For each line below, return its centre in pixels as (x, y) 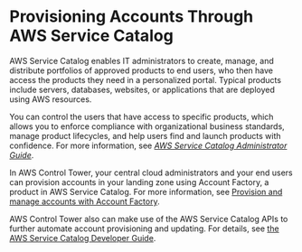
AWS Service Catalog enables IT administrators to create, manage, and (142, 61)
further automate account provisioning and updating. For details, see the (144, 229)
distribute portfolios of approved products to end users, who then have (142, 70)
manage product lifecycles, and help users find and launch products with (146, 135)
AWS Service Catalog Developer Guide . (83, 238)
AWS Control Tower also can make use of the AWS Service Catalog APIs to (149, 219)
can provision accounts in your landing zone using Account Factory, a (139, 182)
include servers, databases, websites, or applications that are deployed (142, 89)
